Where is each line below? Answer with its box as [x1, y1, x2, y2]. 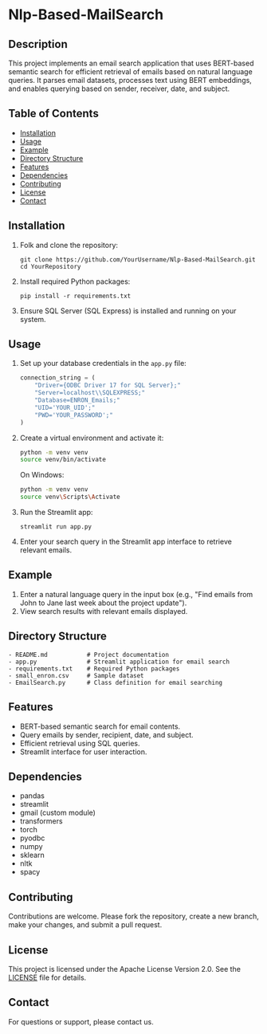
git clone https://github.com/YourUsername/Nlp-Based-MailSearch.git [19, 255, 257, 264]
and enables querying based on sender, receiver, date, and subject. [8, 84, 230, 93]
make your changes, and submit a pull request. [8, 920, 163, 930]
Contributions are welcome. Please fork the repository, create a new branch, [8, 911, 259, 922]
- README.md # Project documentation [8, 651, 170, 659]
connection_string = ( [19, 374, 96, 382]
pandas [19, 791, 45, 800]
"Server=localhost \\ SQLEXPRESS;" [34, 389, 146, 397]
